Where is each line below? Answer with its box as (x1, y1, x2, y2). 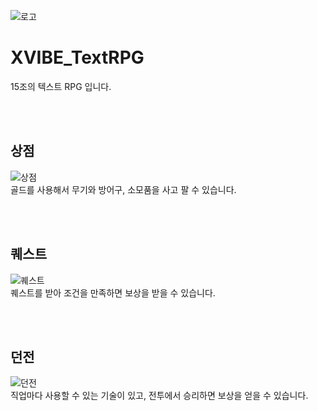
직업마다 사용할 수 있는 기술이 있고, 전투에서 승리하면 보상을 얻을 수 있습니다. (10, 390, 309, 402)
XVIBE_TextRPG (10, 46, 145, 69)
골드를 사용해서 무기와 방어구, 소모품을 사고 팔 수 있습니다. (10, 183, 237, 195)
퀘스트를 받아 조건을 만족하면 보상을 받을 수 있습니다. (10, 286, 216, 299)
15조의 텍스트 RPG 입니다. (10, 80, 112, 92)
